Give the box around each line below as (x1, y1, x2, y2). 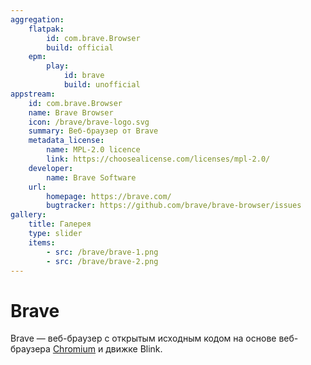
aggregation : (10, 14, 65, 25)
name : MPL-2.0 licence (46, 145, 141, 155)
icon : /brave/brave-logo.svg (28, 117, 150, 127)
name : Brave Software (46, 172, 137, 183)
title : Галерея (28, 219, 92, 230)
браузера (10, 343, 51, 355)
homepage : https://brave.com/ (46, 191, 172, 201)
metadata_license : (28, 136, 105, 146)
